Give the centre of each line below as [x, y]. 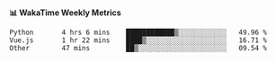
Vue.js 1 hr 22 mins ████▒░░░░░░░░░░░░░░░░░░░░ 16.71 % [138, 40]
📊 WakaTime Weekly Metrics [65, 13]
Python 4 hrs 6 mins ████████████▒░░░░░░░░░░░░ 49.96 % [138, 32]
